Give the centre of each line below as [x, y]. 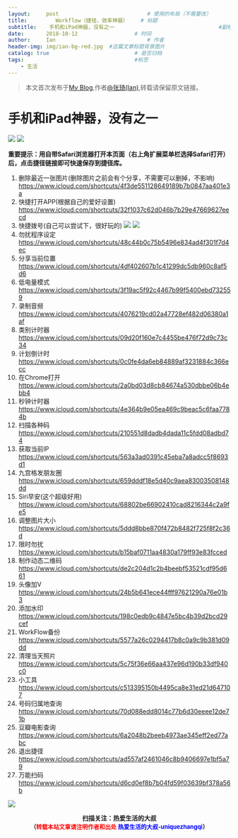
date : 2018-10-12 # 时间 [80, 34]
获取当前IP [34, 448]
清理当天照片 [37, 656]
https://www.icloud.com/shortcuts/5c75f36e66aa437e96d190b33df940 [123, 664]
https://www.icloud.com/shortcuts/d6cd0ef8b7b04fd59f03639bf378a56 [124, 783]
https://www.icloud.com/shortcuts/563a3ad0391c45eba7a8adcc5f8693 [123, 457]
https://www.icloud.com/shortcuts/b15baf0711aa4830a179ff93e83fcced [123, 552]
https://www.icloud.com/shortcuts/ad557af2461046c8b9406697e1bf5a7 [124, 759]
